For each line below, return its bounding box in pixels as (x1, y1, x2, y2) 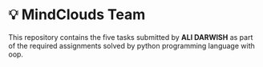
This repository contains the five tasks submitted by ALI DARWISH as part (8, 32, 253, 41)
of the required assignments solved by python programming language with (8, 41, 255, 50)
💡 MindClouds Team (8, 6, 146, 24)
